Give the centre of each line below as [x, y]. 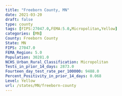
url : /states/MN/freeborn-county [41, 85]
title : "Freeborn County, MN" [38, 10]
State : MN [16, 43]
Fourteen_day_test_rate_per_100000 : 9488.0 [52, 72]
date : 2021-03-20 [24, 15]
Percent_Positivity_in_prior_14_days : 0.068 [53, 76]
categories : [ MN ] [24, 34]
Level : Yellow [20, 81]
